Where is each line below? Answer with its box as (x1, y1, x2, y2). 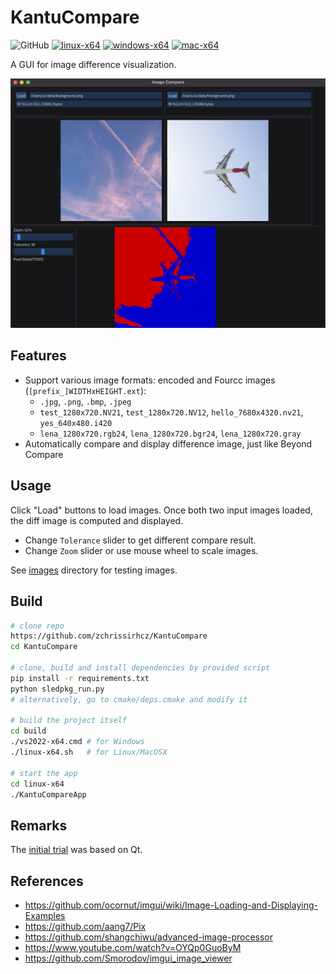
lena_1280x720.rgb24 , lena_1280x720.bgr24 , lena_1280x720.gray (39, 427, 302, 439)
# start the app (10, 768, 78, 778)
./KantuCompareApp (10, 789, 87, 800)
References (10, 872, 84, 890)
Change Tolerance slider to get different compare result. (24, 534, 257, 546)
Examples (24, 910, 66, 922)
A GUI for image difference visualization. (10, 58, 177, 70)
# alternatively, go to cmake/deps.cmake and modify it (10, 694, 248, 705)
